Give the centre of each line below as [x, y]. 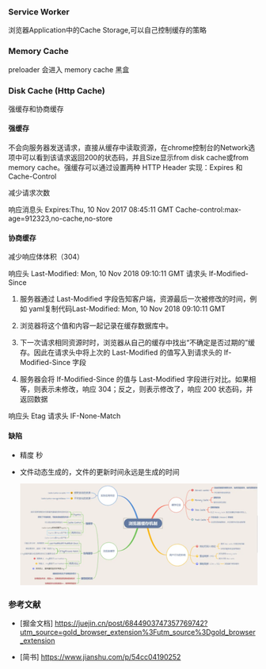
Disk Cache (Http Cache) [57, 90]
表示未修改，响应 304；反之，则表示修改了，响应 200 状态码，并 [147, 389]
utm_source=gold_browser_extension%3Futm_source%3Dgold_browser [137, 632]
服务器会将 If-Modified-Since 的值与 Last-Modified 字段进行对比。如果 [134, 379]
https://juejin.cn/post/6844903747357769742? [131, 623]
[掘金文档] [36, 623]
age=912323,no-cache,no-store [61, 219]
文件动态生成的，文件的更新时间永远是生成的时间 [99, 471]
